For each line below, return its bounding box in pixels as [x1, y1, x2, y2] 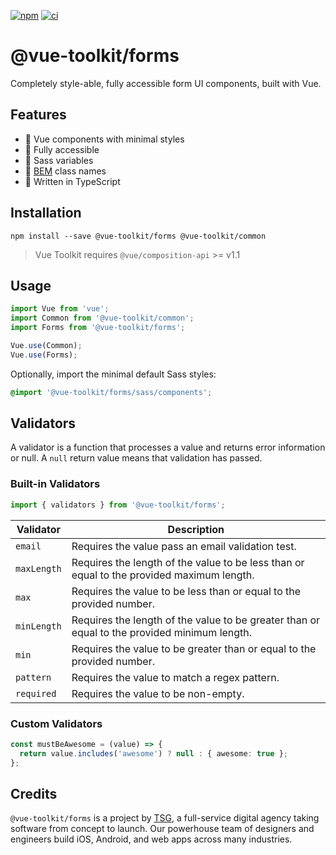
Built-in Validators [10, 477, 101, 491]
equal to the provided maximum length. [71, 568, 255, 582]
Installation [10, 205, 82, 222]
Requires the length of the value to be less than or [71, 555, 305, 569]
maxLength [15, 563, 62, 574]
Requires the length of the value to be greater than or [71, 613, 320, 627]
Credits [10, 785, 58, 802]
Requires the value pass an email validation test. [71, 539, 297, 553]
